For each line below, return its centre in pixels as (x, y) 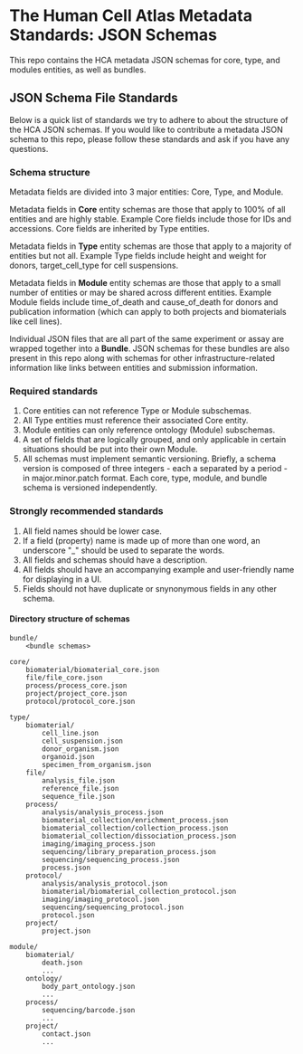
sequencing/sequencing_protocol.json (113, 907)
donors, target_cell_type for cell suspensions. (94, 266)
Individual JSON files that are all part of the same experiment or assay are (147, 339)
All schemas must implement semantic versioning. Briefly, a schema (149, 459)
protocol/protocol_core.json (80, 701)
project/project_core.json (76, 693)
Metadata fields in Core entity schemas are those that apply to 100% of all (147, 210)
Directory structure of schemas (70, 619)
